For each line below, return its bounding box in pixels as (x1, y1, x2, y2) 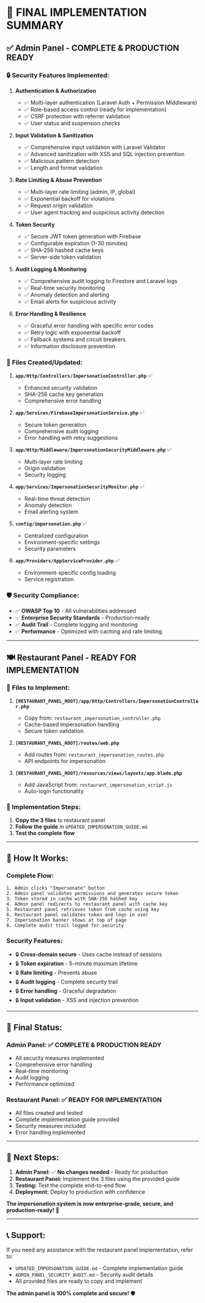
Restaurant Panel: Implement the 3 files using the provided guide (15, 1176, 180, 1183)
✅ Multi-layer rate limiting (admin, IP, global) (24, 188, 136, 195)
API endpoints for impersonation (24, 758, 106, 765)
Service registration (24, 576, 74, 583)
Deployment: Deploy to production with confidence (15, 1188, 145, 1196)
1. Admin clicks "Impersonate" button (6, 885, 105, 891)
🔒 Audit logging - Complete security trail (15, 978, 118, 986)
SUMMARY (6, 18, 64, 32)
